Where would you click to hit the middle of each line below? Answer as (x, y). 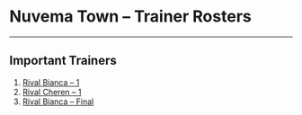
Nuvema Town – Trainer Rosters (130, 17)
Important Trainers (63, 61)
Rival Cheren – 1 (52, 92)
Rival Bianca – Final (58, 102)
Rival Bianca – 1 (51, 82)
